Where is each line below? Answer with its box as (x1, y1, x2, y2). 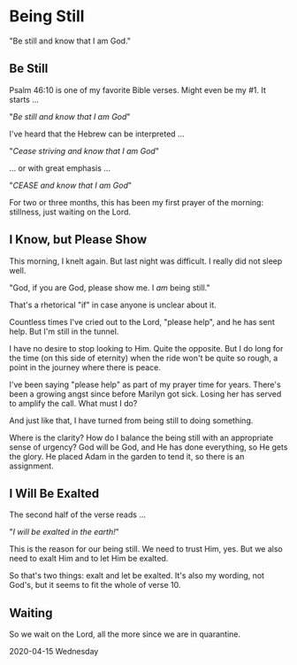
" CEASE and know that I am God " (9, 180, 133, 190)
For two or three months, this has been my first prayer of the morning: (9, 197, 263, 207)
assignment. (9, 460, 55, 471)
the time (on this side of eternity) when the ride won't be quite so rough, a (9, 352, 278, 363)
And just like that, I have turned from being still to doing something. (9, 414, 254, 426)
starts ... (9, 94, 40, 104)
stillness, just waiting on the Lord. (9, 206, 131, 217)
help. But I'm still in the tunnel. (9, 326, 119, 336)
